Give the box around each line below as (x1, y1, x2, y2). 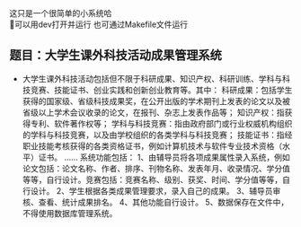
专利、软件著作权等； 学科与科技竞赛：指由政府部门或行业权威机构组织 (30, 118, 293, 128)
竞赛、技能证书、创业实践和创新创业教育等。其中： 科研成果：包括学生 (30, 84, 293, 95)
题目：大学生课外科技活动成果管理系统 (9, 48, 222, 63)
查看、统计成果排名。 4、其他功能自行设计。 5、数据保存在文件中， (38, 196, 289, 207)
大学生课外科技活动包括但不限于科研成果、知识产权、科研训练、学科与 (22, 73, 283, 83)
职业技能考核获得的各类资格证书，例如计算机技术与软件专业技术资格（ (22, 140, 283, 151)
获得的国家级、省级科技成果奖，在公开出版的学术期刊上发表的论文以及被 (22, 95, 290, 106)
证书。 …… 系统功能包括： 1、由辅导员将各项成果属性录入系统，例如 (38, 152, 290, 162)
